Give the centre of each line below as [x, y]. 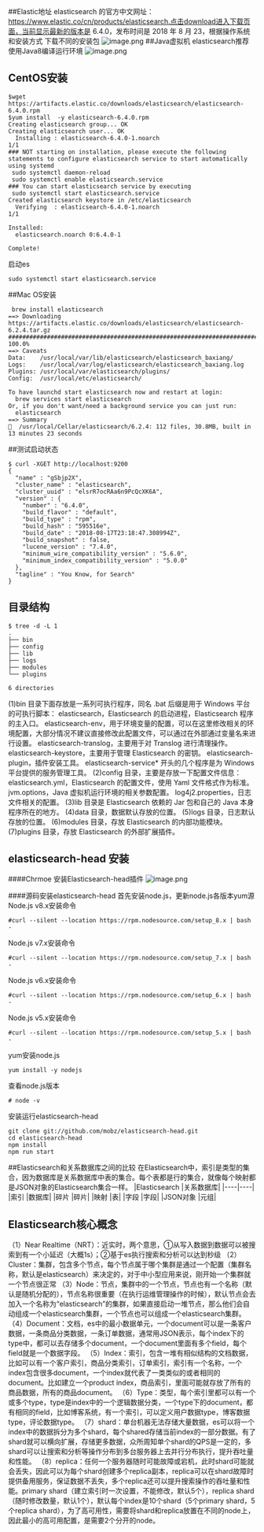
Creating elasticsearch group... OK [68, 124]
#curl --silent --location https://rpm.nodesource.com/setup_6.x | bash [130, 996]
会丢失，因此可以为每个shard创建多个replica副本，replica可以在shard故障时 [131, 1471]
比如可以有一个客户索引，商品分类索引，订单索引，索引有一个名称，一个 [125, 1363]
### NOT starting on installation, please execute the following [117, 152]
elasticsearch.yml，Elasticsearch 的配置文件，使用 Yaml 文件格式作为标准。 [131, 782]
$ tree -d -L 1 [33, 626]
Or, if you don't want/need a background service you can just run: [123, 406]
